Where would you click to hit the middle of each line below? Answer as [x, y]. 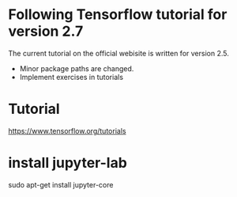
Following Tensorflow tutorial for [118, 15]
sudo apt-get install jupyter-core [61, 184]
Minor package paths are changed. [77, 68]
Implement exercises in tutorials [71, 77]
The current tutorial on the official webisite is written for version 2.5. [118, 53]
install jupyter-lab [68, 163]
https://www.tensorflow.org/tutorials [67, 131]
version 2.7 [46, 31]
